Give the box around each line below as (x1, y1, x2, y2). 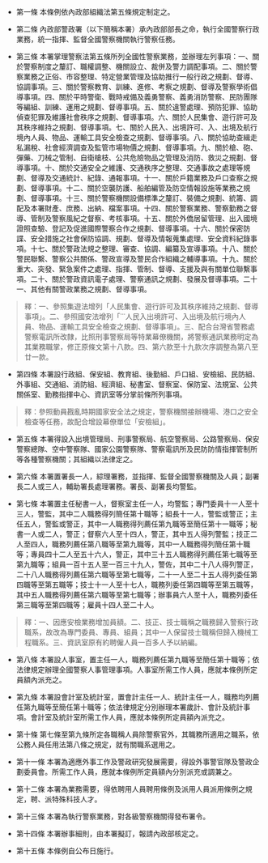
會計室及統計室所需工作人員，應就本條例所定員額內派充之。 (30, 712, 229, 722)
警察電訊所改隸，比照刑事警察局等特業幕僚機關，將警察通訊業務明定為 (23, 332, 259, 342)
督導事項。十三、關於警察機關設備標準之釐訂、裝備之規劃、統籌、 (30, 193, 251, 202)
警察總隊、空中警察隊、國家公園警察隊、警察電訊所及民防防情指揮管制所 (15, 444, 257, 453)
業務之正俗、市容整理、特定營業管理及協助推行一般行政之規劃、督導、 (23, 72, 257, 81)
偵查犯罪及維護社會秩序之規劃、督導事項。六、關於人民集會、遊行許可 (15, 113, 251, 121)
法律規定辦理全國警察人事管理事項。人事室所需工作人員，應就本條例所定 (15, 665, 257, 674)
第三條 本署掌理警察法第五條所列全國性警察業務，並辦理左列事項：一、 (15, 52, 253, 61)
